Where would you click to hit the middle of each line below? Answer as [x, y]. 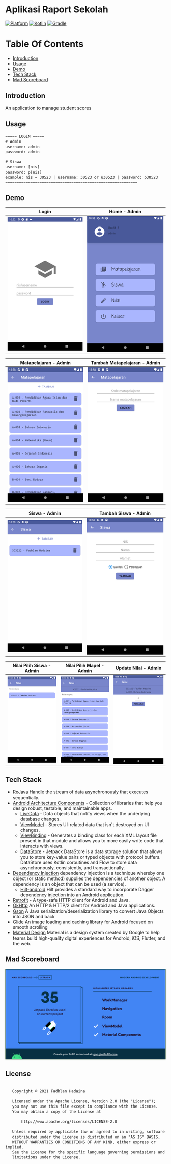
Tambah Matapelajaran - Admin [125, 363]
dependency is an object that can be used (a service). [69, 884]
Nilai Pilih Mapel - [85, 665]
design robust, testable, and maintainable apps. [62, 808]
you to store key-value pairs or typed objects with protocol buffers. [91, 857]
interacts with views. [42, 846]
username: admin [22, 147]
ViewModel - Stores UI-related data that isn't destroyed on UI [84, 824]
